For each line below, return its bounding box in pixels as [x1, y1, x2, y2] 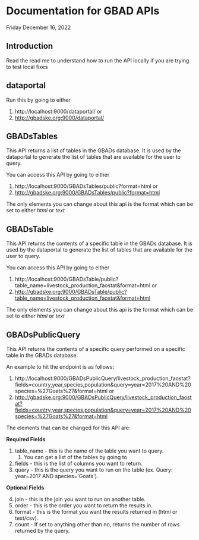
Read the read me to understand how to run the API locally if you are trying [6, 56, 189, 64]
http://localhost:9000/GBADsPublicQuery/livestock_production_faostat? [14, 375, 191, 382]
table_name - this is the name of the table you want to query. [14, 447, 164, 454]
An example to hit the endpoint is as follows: [6, 363, 115, 370]
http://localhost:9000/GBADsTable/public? [14, 275, 119, 283]
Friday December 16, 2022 [6, 24, 71, 31]
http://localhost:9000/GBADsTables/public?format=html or [14, 183, 159, 190]
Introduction [6, 41, 53, 51]
